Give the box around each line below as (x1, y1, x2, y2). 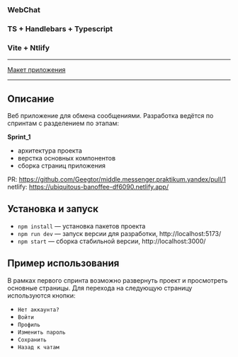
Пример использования (7, 257, 120, 269)
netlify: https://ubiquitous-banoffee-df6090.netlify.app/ (7, 182, 169, 191)
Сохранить (17, 336, 47, 344)
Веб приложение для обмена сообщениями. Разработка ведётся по (7, 111, 214, 119)
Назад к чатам (17, 344, 59, 351)
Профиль (17, 321, 40, 328)
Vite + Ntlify (7, 42, 50, 52)
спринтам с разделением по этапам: (7, 119, 119, 127)
